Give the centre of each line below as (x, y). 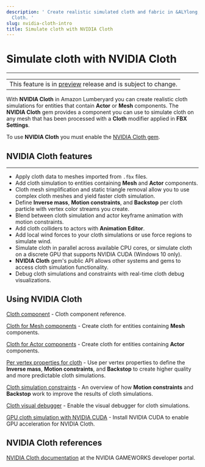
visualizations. (33, 280)
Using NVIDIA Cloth (44, 299)
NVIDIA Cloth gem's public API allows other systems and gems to (98, 261)
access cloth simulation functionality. (62, 267)
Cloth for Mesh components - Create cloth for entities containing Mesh (95, 326)
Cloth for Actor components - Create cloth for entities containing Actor (95, 344)
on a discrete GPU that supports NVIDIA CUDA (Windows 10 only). (98, 254)
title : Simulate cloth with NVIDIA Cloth (60, 29)
